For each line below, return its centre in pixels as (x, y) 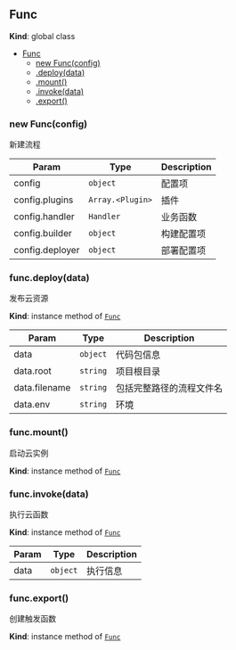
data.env (32, 405)
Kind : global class (42, 36)
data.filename (42, 388)
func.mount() (39, 432)
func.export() (39, 598)
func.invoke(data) (49, 494)
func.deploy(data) (49, 278)
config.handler (45, 217)
